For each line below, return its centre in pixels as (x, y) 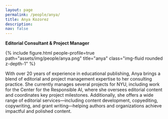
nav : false (17, 29)
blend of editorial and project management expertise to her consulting (79, 79)
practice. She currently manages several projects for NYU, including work (82, 85)
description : (19, 24)
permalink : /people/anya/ (33, 15)
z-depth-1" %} (20, 64)
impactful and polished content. (39, 111)
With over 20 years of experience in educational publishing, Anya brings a (83, 73)
